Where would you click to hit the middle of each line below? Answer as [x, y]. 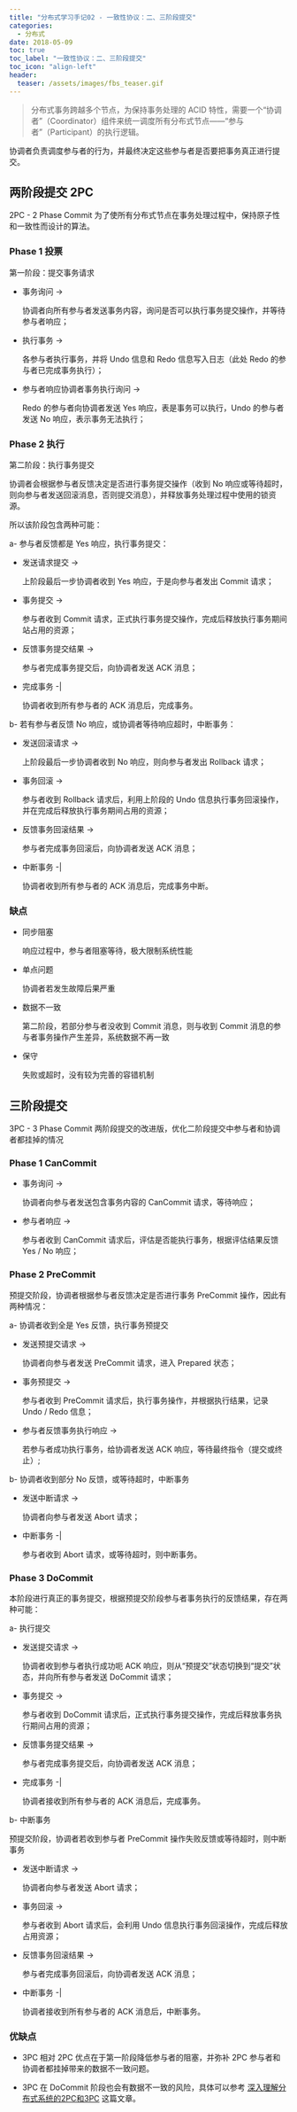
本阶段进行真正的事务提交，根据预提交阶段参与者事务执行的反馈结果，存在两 [148, 1598]
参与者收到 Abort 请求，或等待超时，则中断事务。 [112, 1554]
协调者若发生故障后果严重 [69, 988]
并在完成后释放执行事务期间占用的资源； [95, 811]
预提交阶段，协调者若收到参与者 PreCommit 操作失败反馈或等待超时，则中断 [148, 1839]
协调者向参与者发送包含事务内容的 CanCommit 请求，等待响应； [139, 1203]
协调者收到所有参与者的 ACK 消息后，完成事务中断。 [118, 886]
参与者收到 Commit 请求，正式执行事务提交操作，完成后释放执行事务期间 [154, 619]
